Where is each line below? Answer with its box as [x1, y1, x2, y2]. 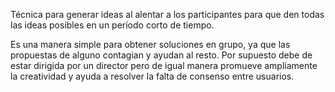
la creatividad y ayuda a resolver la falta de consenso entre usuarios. [10, 70, 295, 82]
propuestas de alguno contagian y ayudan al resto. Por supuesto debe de [10, 49, 313, 61]
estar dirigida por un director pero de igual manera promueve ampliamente [10, 60, 318, 71]
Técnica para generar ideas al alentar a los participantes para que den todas [10, 9, 325, 20]
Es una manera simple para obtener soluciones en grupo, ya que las [10, 39, 291, 50]
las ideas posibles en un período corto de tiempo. [10, 19, 215, 31]
